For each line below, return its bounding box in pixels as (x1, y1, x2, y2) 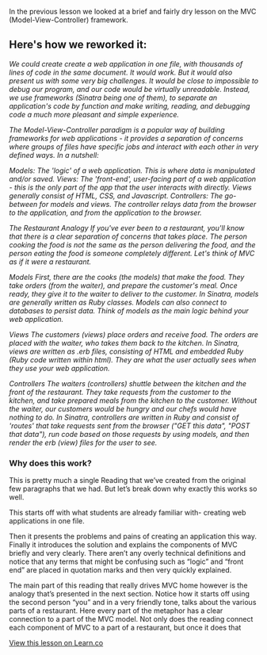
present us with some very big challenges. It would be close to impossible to (9, 75, 259, 86)
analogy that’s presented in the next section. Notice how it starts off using (9, 589, 250, 599)
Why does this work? (9, 458, 92, 469)
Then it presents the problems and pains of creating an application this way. (9, 531, 257, 542)
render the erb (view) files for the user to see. (9, 438, 158, 447)
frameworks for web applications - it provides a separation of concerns (9, 133, 244, 143)
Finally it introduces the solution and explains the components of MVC (9, 540, 238, 550)
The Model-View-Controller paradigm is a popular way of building (9, 124, 225, 134)
